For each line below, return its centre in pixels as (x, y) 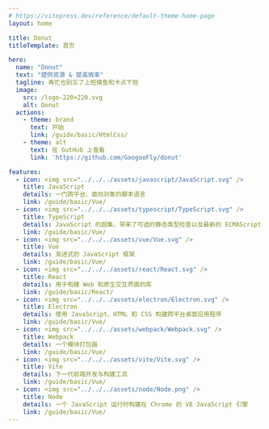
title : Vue (41, 247)
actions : (30, 112)
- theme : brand (48, 120)
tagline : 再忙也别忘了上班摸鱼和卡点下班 (77, 82)
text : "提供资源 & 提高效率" (60, 75)
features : (25, 172)
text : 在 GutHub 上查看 (67, 150)
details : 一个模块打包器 (61, 344)
